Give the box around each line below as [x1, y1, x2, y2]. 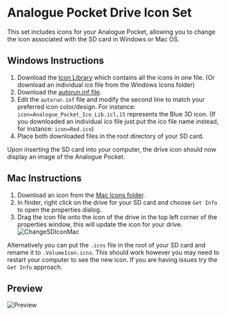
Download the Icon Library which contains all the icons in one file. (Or [17, 73, 215, 81]
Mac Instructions [7, 172, 82, 184]
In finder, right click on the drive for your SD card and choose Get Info [17, 198, 218, 206]
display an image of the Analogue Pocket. [7, 152, 125, 161]
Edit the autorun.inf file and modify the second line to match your [17, 95, 205, 103]
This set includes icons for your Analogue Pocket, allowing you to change [7, 28, 216, 36]
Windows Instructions [7, 55, 105, 67]
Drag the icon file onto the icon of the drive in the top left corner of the [17, 212, 218, 221]
